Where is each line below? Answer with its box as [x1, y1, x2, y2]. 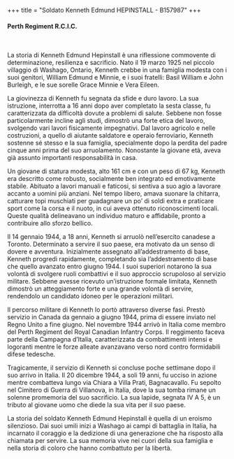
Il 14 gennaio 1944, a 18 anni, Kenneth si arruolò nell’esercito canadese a [7, 233, 215, 241]
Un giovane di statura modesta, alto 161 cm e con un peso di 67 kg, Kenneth [7, 167, 226, 175]
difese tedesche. [7, 350, 56, 358]
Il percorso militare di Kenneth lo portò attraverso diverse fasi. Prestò [7, 305, 205, 314]
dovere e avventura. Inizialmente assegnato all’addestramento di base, [7, 247, 210, 256]
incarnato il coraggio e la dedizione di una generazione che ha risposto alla [7, 429, 224, 437]
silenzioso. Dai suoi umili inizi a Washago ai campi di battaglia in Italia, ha [7, 422, 217, 430]
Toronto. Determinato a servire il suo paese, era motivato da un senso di [7, 240, 215, 249]
